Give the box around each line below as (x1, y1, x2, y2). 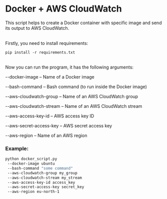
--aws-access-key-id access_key (7, 180, 75, 185)
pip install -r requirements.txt (5, 50, 75, 55)
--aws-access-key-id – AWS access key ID (5, 113, 95, 119)
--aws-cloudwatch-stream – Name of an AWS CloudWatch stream (5, 103, 142, 109)
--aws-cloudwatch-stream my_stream (7, 175, 82, 180)
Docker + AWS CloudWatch (5, 3, 122, 15)
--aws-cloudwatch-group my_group (7, 170, 78, 175)
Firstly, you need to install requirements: (5, 40, 89, 46)
